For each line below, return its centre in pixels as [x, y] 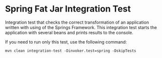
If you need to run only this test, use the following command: [66, 42]
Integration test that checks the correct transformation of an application [77, 22]
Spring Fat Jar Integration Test [68, 9]
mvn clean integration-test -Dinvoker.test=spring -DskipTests [71, 51]
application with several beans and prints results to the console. [69, 32]
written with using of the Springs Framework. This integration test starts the [81, 27]
